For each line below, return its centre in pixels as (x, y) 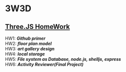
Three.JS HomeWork (38, 27)
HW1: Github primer (25, 38)
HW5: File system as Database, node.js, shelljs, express (63, 59)
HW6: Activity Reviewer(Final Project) (44, 64)
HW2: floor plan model (29, 44)
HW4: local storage (25, 54)
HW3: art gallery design (30, 49)
